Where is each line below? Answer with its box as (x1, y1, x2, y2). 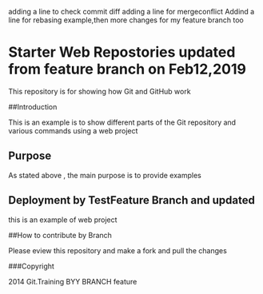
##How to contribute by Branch (8, 230, 112, 240)
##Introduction (8, 101, 58, 111)
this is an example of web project (8, 215, 118, 224)
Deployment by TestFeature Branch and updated (8, 193, 256, 207)
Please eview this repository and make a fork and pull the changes (8, 245, 228, 255)
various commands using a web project (8, 125, 138, 135)
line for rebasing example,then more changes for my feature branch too (8, 15, 244, 25)
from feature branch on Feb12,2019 (8, 60, 246, 78)
